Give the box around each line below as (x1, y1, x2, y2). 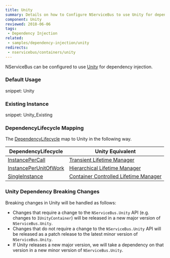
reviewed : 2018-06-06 (5, 21, 51, 27)
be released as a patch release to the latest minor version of (12, 231, 138, 237)
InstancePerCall (8, 156, 46, 163)
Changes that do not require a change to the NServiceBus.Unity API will (12, 226, 161, 232)
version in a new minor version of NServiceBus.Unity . (12, 247, 123, 253)
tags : (5, 26, 17, 31)
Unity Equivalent (95, 148, 136, 155)
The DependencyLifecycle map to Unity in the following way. (5, 136, 132, 142)
